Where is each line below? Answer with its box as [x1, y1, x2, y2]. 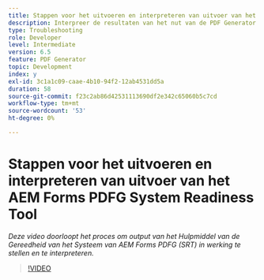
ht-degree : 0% [8, 114, 55, 122]
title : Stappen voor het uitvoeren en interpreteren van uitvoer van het [8, 11, 257, 20]
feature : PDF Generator [8, 56, 87, 64]
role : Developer [8, 33, 62, 42]
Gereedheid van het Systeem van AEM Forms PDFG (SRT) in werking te [8, 240, 241, 249]
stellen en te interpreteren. [8, 248, 94, 257]
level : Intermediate [8, 41, 77, 49]
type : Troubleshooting [8, 26, 83, 34]
